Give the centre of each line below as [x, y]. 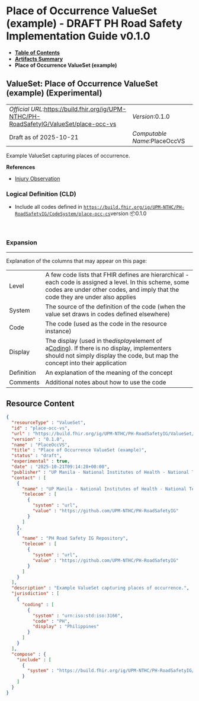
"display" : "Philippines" [66, 627]
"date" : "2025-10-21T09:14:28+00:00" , [61, 467]
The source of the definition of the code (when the [115, 307]
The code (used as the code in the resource [106, 324]
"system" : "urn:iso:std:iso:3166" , [78, 616]
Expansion [22, 243]
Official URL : [27, 109]
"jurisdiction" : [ [36, 594]
